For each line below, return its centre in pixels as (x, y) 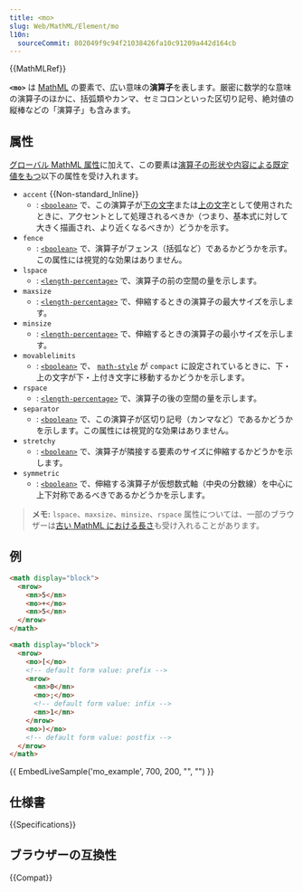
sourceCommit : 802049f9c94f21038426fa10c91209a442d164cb (127, 43)
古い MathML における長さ (105, 526)
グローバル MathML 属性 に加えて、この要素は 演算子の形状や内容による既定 (149, 165)
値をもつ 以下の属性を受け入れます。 (76, 176)
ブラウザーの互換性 (63, 855)
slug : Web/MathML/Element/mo (64, 26)
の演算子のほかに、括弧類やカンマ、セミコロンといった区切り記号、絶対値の (151, 99)
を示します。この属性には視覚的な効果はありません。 (134, 431)
